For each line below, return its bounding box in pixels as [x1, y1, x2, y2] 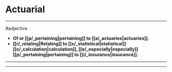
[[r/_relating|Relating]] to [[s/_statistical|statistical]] [12, 40, 126, 46]
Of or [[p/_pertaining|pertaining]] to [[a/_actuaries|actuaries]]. [12, 35, 149, 41]
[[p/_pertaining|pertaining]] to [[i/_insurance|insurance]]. [12, 51, 139, 57]
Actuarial [5, 4, 45, 15]
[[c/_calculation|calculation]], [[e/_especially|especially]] [12, 46, 138, 52]
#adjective [5, 25, 28, 31]
